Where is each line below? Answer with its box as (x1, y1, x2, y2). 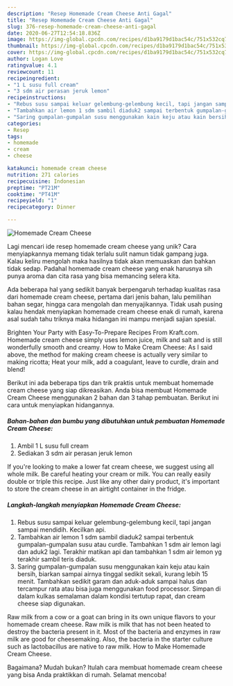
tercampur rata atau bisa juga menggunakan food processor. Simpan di (17, 585, 221, 593)
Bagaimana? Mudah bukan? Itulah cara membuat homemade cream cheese (7, 663, 223, 671)
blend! (7, 366, 26, 373)
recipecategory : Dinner (7, 204, 76, 211)
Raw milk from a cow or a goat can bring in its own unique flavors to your (7, 612, 216, 621)
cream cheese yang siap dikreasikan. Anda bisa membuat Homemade (7, 386, 207, 394)
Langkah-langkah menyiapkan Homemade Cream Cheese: (7, 500, 182, 509)
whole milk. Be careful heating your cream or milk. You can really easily (7, 470, 212, 478)
